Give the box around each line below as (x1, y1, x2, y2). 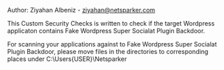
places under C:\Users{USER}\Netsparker (7, 55, 127, 63)
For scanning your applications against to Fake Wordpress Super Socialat (7, 40, 217, 48)
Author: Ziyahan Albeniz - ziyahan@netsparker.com (7, 6, 155, 14)
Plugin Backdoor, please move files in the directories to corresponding (7, 48, 209, 55)
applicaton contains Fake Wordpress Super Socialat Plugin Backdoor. (7, 27, 205, 35)
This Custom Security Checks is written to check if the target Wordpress (7, 19, 215, 27)
